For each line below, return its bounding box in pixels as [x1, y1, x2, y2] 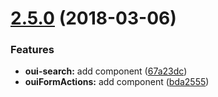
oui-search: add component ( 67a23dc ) [24, 65, 188, 77]
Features [10, 43, 55, 57]
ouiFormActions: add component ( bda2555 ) [24, 76, 210, 88]
